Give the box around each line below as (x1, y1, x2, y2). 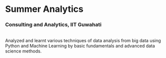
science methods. (5, 48, 42, 54)
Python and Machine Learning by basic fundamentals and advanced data (5, 43, 155, 49)
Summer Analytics (5, 3, 83, 15)
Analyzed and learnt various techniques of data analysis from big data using (5, 38, 162, 44)
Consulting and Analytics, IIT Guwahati (5, 21, 102, 28)
